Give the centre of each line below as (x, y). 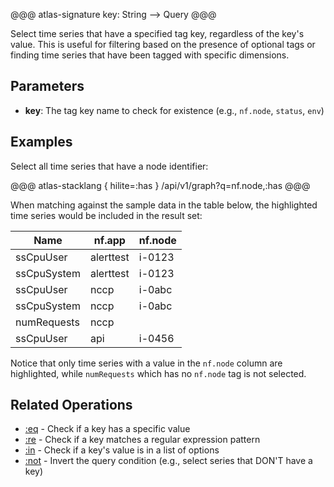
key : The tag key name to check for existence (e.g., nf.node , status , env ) (174, 110)
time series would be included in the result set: (106, 215)
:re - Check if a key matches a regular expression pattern (142, 440)
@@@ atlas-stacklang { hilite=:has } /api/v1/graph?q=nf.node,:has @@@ (160, 185)
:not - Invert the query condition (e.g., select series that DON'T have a (168, 461)
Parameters (47, 86)
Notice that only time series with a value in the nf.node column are (146, 363)
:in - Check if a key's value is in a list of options (122, 450)
